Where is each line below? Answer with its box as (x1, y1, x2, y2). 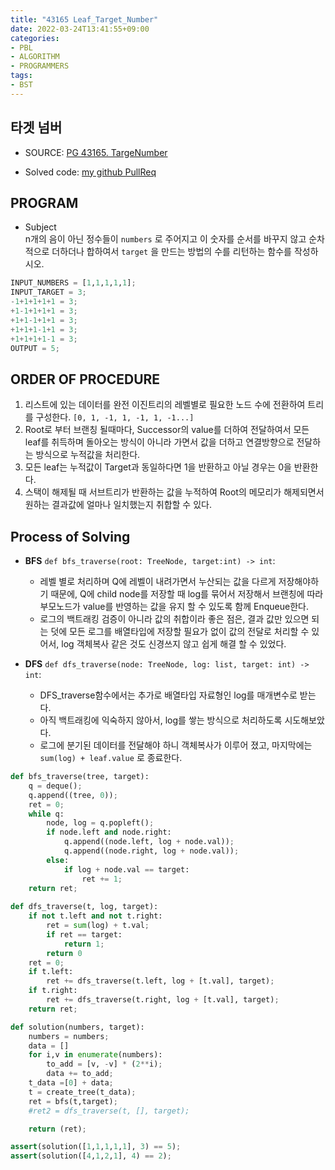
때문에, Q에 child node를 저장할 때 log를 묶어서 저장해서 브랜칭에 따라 (50, 588, 324, 600)
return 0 (46, 948, 83, 958)
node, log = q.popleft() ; (46, 818, 155, 828)
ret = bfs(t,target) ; (28, 1096, 118, 1106)
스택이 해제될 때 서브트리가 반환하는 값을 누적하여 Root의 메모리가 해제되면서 (24, 486, 325, 498)
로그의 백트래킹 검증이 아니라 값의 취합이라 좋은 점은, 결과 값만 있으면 (39, 613, 310, 625)
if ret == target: (46, 929, 123, 940)
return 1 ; (63, 939, 105, 949)
